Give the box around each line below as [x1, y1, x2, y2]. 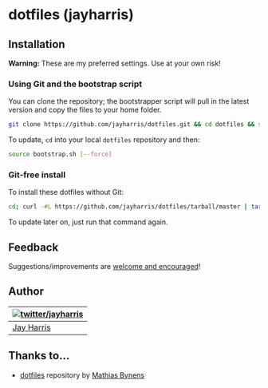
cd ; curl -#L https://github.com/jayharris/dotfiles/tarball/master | [8, 203, 248, 211]
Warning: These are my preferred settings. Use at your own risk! [8, 58, 221, 68]
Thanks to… [8, 349, 70, 362]
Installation [8, 38, 65, 51]
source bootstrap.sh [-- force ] [8, 150, 112, 159]
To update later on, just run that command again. [8, 217, 168, 227]
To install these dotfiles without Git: [8, 188, 124, 197]
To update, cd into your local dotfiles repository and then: [8, 135, 200, 145]
